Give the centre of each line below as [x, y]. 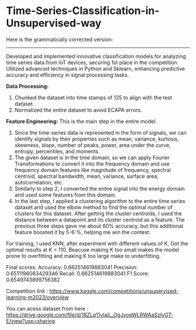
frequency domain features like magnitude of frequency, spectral [92, 170]
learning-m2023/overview [37, 297]
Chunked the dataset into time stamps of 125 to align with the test [93, 97]
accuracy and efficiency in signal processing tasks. [68, 75]
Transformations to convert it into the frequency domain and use [92, 164]
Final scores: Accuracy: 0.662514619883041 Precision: [72, 267]
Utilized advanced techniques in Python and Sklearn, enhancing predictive [96, 68]
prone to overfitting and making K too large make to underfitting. [83, 256]
